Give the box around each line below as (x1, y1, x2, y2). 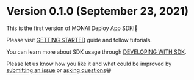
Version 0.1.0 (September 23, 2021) (6, 4, 189, 18)
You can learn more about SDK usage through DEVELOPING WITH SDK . (6, 48, 187, 56)
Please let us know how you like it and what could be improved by (6, 60, 172, 67)
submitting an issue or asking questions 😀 (6, 66, 112, 74)
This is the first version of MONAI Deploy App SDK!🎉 (6, 24, 138, 32)
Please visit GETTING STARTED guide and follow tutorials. (6, 36, 153, 43)
